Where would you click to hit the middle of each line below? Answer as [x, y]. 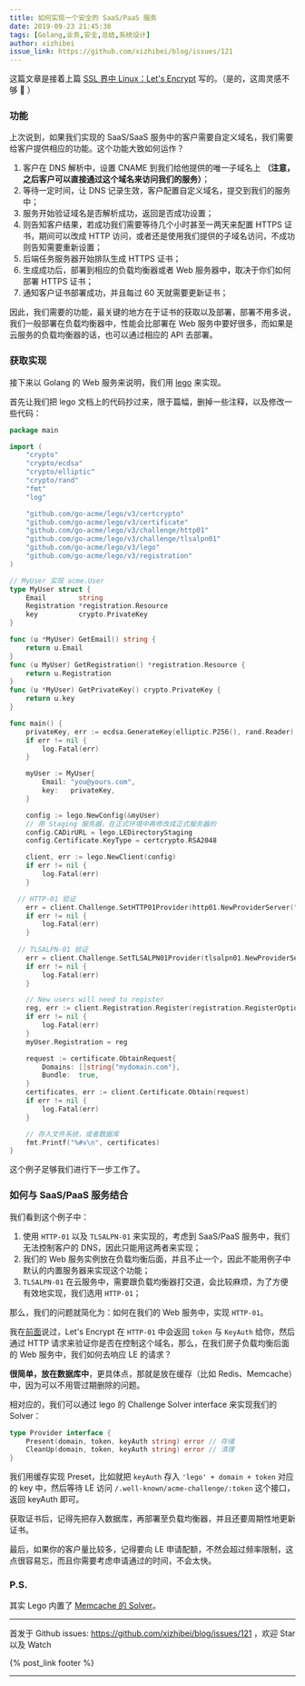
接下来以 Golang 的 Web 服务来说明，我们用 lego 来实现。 [118, 382]
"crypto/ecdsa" [54, 464]
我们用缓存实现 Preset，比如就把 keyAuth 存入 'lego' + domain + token [143, 1477]
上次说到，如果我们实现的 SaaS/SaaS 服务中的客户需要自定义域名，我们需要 [152, 137]
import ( [26, 446]
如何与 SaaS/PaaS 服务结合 [69, 1195]
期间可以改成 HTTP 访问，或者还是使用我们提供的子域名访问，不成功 [167, 236]
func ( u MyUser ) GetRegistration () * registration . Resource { [128, 664]
